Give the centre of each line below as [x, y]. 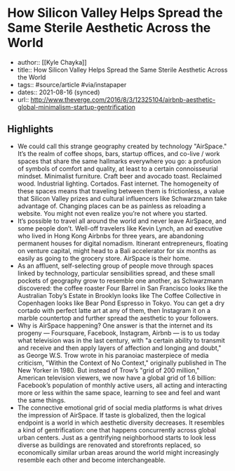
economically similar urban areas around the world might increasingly [118, 452]
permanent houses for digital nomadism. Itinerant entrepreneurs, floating [123, 243]
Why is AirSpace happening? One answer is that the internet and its [115, 325]
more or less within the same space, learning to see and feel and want [119, 392]
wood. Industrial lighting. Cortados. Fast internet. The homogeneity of [118, 183]
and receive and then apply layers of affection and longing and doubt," [119, 348]
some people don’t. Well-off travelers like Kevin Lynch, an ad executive [120, 228]
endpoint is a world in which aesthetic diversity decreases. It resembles [121, 422]
